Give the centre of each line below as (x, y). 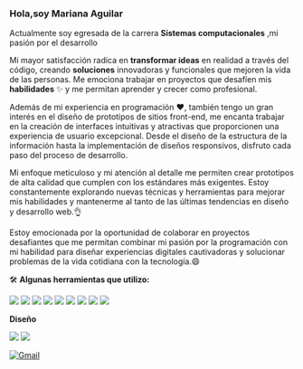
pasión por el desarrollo (53, 43)
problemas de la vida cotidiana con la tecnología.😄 (105, 261)
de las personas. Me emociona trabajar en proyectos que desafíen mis (141, 80)
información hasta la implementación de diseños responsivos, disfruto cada (151, 146)
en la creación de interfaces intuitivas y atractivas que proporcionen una (144, 127)
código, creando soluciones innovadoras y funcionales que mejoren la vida (150, 70)
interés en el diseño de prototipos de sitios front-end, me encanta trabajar (147, 117)
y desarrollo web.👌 (46, 212)
